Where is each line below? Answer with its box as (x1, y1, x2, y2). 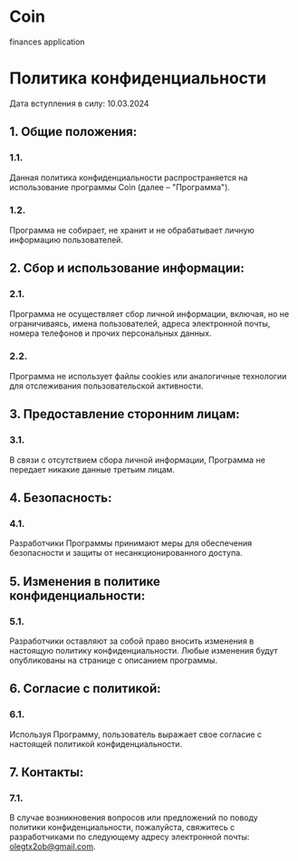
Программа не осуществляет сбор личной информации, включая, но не (9, 308, 290, 319)
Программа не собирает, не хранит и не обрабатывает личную (9, 225, 255, 235)
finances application (9, 36, 85, 47)
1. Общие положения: (9, 124, 138, 139)
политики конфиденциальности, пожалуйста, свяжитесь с (9, 822, 236, 833)
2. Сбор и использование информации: (9, 261, 245, 276)
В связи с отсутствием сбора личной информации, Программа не (9, 454, 265, 465)
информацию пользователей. (9, 234, 124, 245)
